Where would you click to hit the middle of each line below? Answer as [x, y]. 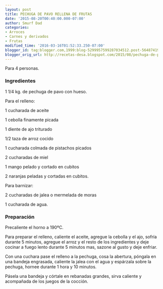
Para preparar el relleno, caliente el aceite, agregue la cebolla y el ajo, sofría [81, 237]
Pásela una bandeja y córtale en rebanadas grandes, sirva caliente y [73, 276]
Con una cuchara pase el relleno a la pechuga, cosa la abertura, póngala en [81, 256]
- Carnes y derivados [27, 37]
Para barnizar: [19, 185]
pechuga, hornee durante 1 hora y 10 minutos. [51, 267]
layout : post [18, 9]
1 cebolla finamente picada [32, 120]
